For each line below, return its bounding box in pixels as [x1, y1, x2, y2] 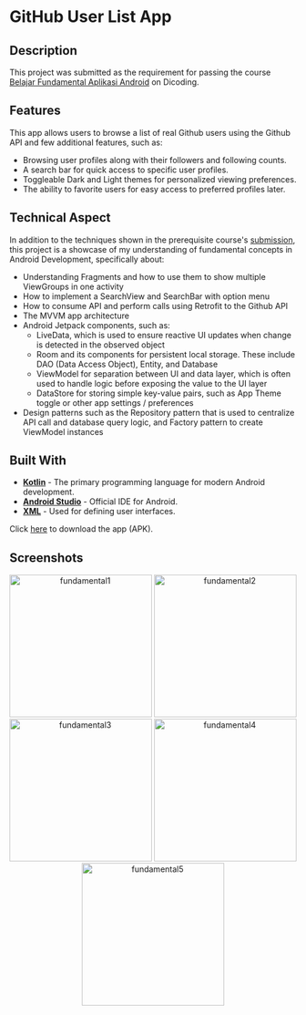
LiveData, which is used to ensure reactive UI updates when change [36, 329, 291, 340]
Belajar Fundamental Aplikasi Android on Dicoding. [9, 77, 199, 88]
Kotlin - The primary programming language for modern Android [22, 477, 266, 488]
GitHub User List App [9, 6, 172, 27]
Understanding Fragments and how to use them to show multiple [22, 271, 266, 282]
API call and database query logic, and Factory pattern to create [22, 417, 264, 428]
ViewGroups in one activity [22, 281, 125, 292]
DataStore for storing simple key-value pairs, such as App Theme [36, 388, 282, 399]
